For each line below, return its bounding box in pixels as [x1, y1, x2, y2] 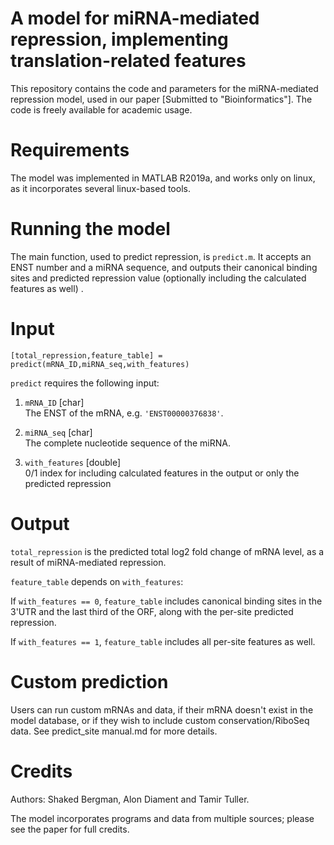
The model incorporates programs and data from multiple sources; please [10, 812, 315, 824]
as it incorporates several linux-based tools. [10, 182, 191, 194]
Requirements [10, 139, 130, 162]
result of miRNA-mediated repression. [10, 556, 167, 568]
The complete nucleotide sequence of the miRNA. [24, 437, 231, 449]
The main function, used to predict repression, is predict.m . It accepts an [10, 250, 312, 262]
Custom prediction [10, 670, 169, 693]
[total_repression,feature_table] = [10, 350, 163, 361]
